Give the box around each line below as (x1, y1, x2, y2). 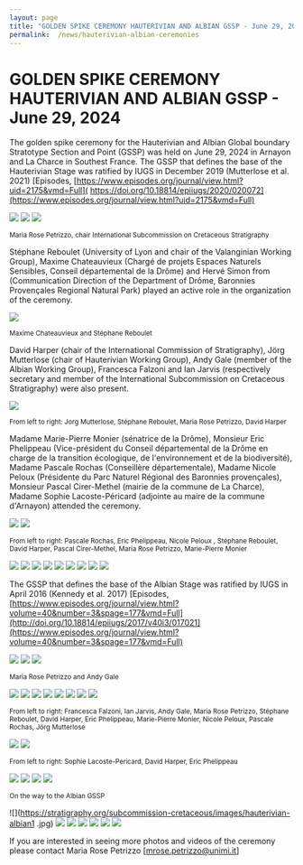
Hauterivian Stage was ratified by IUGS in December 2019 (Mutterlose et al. (9, 166, 289, 177)
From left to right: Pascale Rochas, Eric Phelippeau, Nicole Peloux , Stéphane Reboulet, (9, 536, 279, 546)
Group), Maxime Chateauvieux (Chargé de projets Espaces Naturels (9, 256, 262, 267)
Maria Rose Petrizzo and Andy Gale (9, 673, 119, 682)
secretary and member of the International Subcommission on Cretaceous (9, 374, 286, 385)
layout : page (9, 13, 59, 23)
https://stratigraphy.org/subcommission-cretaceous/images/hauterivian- (20, 807, 290, 818)
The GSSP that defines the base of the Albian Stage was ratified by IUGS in (9, 579, 289, 590)
